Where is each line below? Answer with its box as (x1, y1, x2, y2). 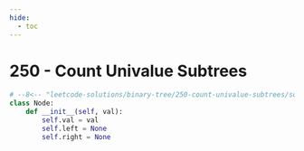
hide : (9, 13, 30, 23)
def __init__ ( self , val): (25, 108, 124, 117)
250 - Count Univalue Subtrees (9, 61, 247, 81)
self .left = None (42, 124, 107, 133)
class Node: (9, 99, 54, 109)
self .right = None (42, 132, 111, 141)
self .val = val (42, 116, 100, 125)
